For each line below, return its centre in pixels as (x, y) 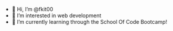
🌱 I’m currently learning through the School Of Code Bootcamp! (89, 22)
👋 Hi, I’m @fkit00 (32, 9)
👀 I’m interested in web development (56, 15)
